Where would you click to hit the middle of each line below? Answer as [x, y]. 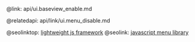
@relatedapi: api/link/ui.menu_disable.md [58, 20]
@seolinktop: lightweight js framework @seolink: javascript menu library [97, 32]
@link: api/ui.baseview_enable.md [49, 9]
